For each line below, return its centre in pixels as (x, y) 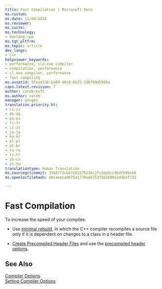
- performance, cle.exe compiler (39, 64)
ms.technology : (20, 32)
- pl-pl (13, 141)
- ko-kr (13, 137)
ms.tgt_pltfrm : (20, 41)
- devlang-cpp (20, 37)
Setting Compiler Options (30, 281)
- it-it (13, 127)
